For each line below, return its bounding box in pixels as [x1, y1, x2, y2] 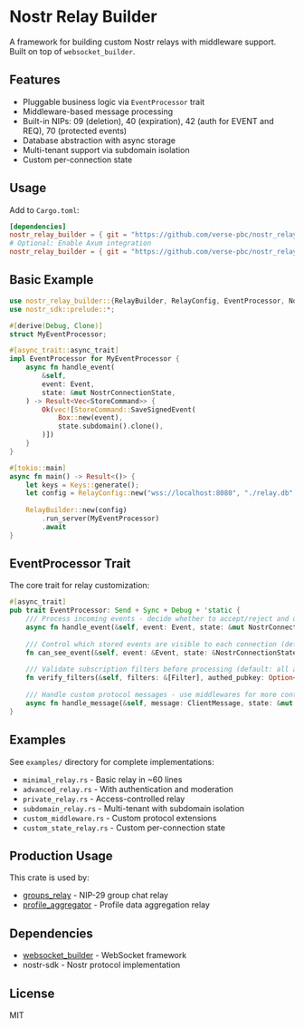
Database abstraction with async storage [22, 134, 176, 146]
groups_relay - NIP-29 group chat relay [22, 890, 169, 901]
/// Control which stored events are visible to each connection [25, 639, 278, 649]
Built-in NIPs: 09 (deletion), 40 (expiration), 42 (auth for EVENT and [22, 115, 274, 126]
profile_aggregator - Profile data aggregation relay [22, 899, 211, 910]
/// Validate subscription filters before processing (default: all [25, 664, 290, 674]
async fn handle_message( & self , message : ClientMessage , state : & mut [25, 698, 294, 708]
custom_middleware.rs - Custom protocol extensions [22, 812, 217, 823]
